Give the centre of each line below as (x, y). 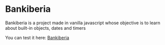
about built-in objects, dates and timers (46, 28)
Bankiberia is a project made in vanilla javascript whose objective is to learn (83, 23)
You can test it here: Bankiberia (37, 38)
